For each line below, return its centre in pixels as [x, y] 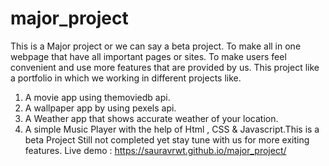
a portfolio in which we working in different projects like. [126, 78]
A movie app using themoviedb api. [97, 97]
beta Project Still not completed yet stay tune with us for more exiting [167, 139]
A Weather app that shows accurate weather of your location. [151, 118]
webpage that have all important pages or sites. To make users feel [148, 56]
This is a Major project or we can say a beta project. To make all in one [156, 46]
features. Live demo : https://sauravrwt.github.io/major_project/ [155, 150]
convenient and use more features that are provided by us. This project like [165, 67]
